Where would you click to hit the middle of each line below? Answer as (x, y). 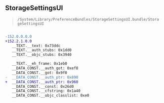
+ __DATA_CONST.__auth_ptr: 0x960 (42, 82)
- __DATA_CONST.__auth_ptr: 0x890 (42, 77)
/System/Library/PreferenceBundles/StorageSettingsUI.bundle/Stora (88, 19)
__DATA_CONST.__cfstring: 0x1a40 (46, 91)
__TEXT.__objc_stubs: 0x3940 (41, 55)
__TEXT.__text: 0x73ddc (36, 46)
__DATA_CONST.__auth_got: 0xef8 (45, 68)
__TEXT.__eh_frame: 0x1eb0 (40, 64)
